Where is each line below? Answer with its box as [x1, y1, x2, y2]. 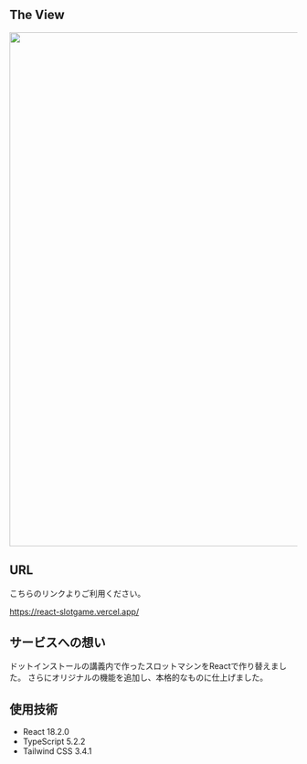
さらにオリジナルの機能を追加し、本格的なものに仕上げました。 [26, 672, 268, 684]
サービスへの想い [9, 635, 106, 651]
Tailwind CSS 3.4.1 [22, 746, 92, 757]
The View [9, 7, 66, 23]
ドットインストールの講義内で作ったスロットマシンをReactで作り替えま [9, 661, 280, 672]
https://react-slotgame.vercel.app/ [9, 606, 140, 617]
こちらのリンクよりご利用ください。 [9, 588, 146, 599]
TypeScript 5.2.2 [22, 736, 86, 748]
